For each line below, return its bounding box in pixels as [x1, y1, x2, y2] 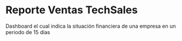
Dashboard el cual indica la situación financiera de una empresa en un [5, 23, 176, 29]
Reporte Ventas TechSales [5, 3, 138, 17]
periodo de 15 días [5, 28, 51, 35]
